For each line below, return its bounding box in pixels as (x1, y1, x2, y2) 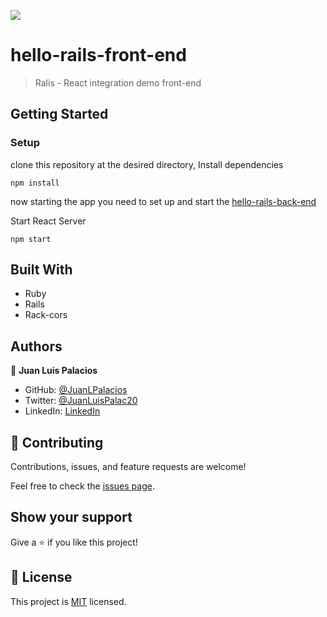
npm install (10, 178, 60, 188)
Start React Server (10, 215, 87, 227)
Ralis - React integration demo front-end (34, 76, 202, 89)
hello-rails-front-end (10, 44, 187, 67)
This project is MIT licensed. (10, 595, 127, 607)
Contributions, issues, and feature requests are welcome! (10, 461, 247, 473)
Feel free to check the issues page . (10, 480, 155, 492)
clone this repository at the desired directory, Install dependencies (10, 158, 284, 170)
